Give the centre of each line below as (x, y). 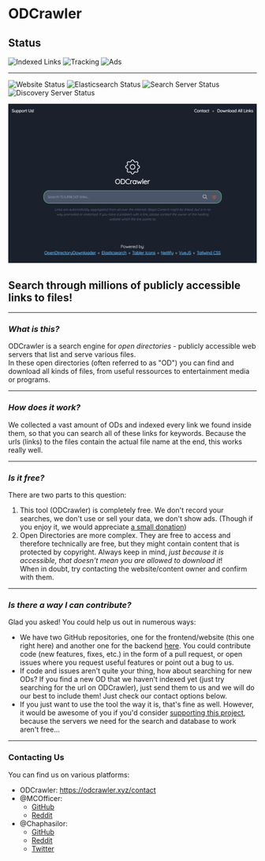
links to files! (40, 298)
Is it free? (26, 478)
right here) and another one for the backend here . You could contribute (135, 646)
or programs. (30, 380)
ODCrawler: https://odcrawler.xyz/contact (88, 790)
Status (25, 43)
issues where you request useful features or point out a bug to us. (127, 662)
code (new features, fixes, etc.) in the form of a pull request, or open (131, 654)
